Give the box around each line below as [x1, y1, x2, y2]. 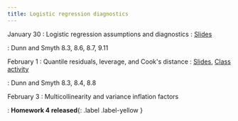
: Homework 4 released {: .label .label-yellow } [7, 105, 144, 114]
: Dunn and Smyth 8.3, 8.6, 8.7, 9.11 [7, 43, 109, 52]
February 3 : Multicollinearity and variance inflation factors [7, 92, 179, 100]
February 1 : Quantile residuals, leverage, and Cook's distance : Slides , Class [7, 57, 231, 66]
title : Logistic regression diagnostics [7, 10, 129, 18]
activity [7, 64, 29, 73]
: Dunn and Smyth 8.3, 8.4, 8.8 [7, 79, 97, 87]
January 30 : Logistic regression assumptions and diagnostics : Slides [7, 30, 212, 38]
